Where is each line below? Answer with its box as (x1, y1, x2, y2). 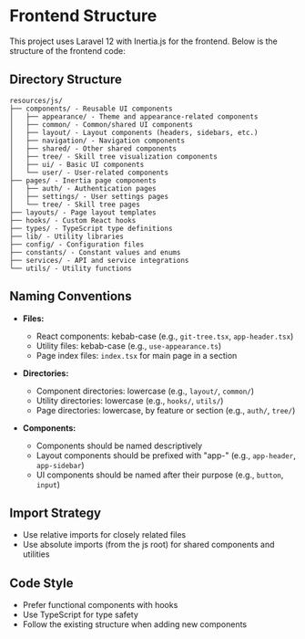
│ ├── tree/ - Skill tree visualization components (9, 152, 219, 161)
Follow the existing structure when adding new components (22, 619, 248, 630)
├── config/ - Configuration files (9, 239, 145, 249)
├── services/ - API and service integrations (9, 256, 189, 265)
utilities (22, 549, 50, 560)
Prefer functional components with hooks (22, 600, 178, 611)
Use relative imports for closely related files (22, 529, 187, 540)
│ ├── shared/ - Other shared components (9, 143, 178, 153)
